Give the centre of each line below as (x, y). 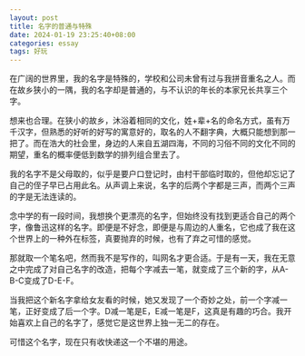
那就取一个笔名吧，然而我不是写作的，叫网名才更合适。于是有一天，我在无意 (152, 258)
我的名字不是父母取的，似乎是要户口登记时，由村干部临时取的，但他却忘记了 (152, 174)
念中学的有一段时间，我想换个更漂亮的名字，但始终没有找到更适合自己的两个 (152, 216)
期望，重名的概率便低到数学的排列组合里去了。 (97, 154)
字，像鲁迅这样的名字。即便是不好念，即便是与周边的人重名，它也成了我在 (148, 227)
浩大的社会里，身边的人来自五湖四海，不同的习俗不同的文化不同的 (172, 143)
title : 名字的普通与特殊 (51, 26)
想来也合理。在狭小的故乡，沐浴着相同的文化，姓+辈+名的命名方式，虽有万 (150, 121)
